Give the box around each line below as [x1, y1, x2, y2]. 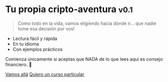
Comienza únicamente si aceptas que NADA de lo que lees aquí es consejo [5, 56, 163, 62]
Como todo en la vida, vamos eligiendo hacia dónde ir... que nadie [17, 20, 157, 26]
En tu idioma [12, 40, 39, 47]
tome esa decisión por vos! [17, 25, 75, 31]
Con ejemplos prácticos [12, 46, 63, 52]
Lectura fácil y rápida [12, 35, 58, 42]
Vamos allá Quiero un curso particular [5, 71, 85, 77]
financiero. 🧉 [5, 61, 32, 67]
